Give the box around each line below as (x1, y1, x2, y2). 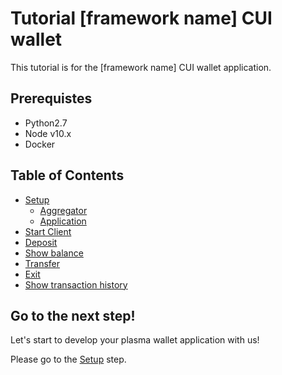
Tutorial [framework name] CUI (10, 7, 273, 30)
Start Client (24, 225, 72, 237)
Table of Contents (10, 167, 125, 184)
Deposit (24, 236, 58, 248)
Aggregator (39, 204, 88, 216)
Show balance (24, 247, 84, 259)
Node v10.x (24, 127, 72, 139)
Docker (24, 138, 56, 150)
